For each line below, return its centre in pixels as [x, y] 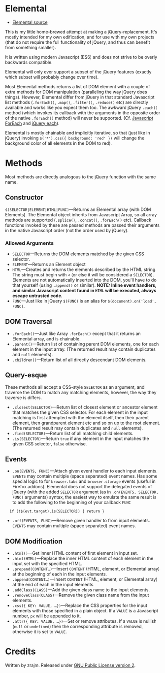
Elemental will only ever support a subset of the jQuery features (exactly [78, 71]
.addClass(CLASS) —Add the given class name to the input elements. [81, 590]
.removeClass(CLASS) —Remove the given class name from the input [81, 595]
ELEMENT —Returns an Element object [49, 264]
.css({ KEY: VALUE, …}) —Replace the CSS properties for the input [80, 606]
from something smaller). [31, 47]
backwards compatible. [29, 62]
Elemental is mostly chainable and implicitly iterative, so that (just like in [78, 133]
